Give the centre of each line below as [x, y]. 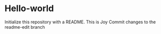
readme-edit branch [25, 27]
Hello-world [29, 8]
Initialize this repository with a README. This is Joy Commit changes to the [80, 22]
